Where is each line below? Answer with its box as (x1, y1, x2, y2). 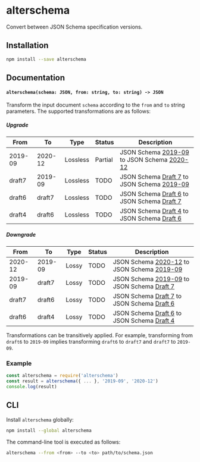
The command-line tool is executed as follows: (6, 438, 121, 445)
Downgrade (6, 231, 36, 238)
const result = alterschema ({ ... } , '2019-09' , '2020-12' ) (6, 378, 159, 384)
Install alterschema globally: (6, 416, 74, 423)
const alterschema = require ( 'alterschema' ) (6, 373, 118, 379)
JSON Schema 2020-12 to (112, 258, 189, 266)
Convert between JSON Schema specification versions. (6, 23, 143, 30)
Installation (6, 40, 49, 51)
